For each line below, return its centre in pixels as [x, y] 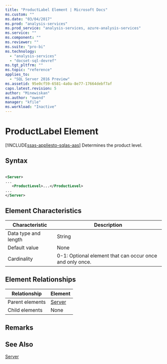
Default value [23, 248]
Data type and [24, 233]
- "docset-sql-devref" [33, 61]
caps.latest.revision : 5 [31, 88]
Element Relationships [41, 280]
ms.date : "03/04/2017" [29, 19]
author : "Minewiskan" [28, 93]
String [64, 236]
